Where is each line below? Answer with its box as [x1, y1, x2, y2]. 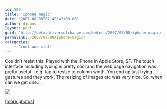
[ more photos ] [5, 98, 35, 104]
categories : [5, 40, 30, 45]
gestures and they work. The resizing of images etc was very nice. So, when [5, 74, 163, 80]
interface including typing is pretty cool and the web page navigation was [5, 63, 156, 69]
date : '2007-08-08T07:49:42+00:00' [5, 16, 79, 21]
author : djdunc [5, 21, 37, 26]
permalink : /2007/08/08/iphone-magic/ [5, 35, 86, 40]
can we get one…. [5, 79, 42, 85]
